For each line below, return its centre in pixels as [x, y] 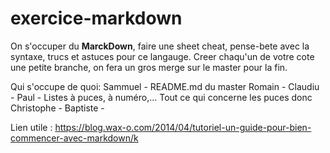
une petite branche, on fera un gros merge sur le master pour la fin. [149, 67]
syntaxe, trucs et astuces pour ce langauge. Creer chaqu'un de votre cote [162, 56]
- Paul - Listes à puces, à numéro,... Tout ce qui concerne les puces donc [161, 97]
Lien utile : [31, 127]
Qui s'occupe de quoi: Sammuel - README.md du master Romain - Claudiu [165, 86]
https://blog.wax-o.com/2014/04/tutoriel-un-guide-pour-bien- [183, 127]
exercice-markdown [96, 18]
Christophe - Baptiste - [57, 108]
